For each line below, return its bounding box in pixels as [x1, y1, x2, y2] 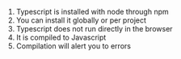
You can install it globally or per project [15, 15, 147, 25]
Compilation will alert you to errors [15, 41, 132, 51]
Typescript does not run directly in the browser [15, 24, 173, 33]
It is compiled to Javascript [15, 32, 107, 42]
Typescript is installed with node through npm [15, 7, 170, 16]
